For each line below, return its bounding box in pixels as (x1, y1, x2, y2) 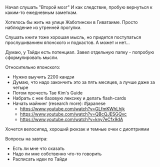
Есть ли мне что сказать (12, 145, 65, 151)
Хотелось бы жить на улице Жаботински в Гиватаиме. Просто (5, 19, 138, 25)
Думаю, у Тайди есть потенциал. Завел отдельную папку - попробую (5, 49, 154, 55)
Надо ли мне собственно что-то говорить (12, 151, 102, 156)
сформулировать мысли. (5, 54, 58, 60)
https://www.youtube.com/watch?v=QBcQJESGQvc (19, 111, 127, 117)
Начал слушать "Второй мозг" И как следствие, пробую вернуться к (5, 4, 152, 10)
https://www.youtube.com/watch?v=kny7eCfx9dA (19, 116, 123, 122)
